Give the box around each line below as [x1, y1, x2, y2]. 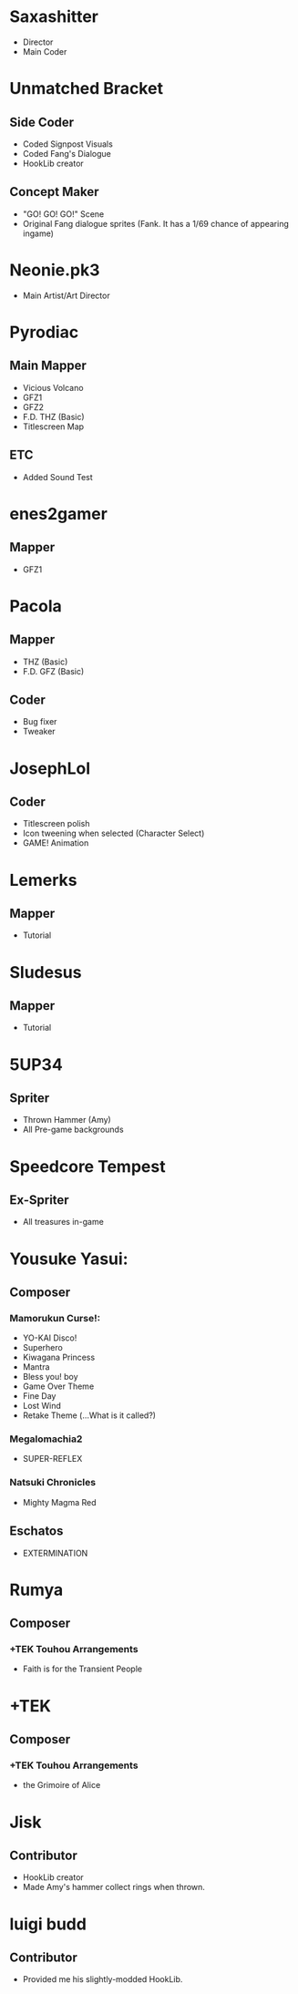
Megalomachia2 [9, 1433, 83, 1445]
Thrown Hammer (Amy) [22, 1115, 111, 1125]
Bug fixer [22, 716, 57, 727]
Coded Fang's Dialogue [22, 148, 111, 159]
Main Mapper [9, 358, 87, 374]
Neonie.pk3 [9, 260, 100, 280]
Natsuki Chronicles [9, 1476, 97, 1489]
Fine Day [22, 1391, 57, 1402]
